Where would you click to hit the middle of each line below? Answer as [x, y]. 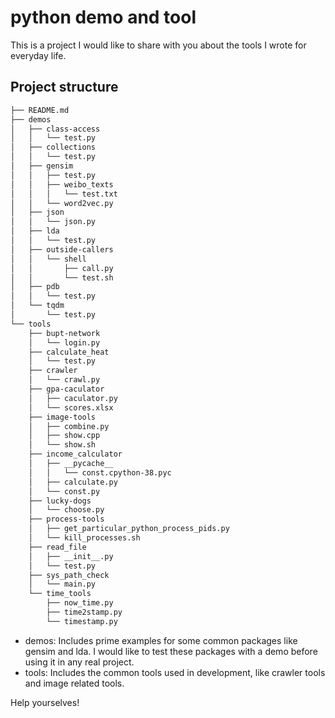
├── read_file [57, 547]
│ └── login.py [64, 342]
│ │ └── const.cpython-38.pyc [100, 472]
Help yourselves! [45, 702]
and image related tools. [74, 683]
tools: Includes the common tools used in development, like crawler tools [175, 672]
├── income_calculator [75, 454]
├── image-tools [62, 417]
